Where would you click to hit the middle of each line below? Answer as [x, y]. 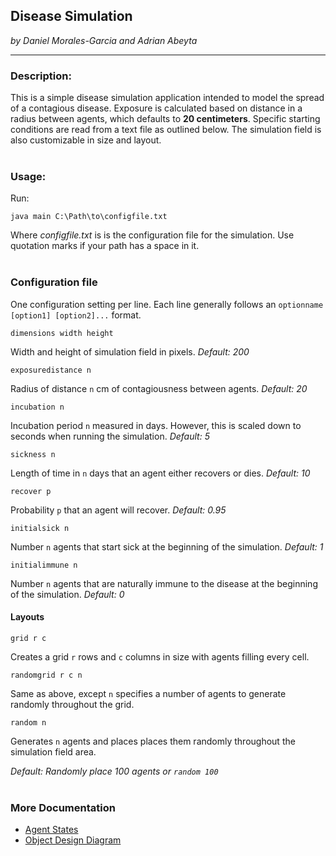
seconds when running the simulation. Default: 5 [110, 436]
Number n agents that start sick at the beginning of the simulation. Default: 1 [167, 546]
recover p [31, 491]
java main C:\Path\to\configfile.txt [89, 217]
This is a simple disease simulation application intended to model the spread [167, 98]
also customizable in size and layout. [86, 140]
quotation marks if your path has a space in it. [105, 246]
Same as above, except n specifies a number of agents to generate [148, 693]
